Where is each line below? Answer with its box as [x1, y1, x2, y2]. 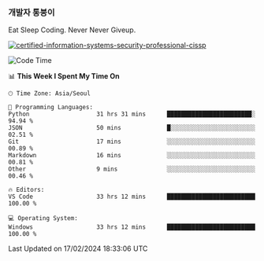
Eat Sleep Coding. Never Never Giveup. [8, 25, 136, 35]
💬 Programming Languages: [8, 104, 93, 112]
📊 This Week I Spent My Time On [8, 72, 120, 81]
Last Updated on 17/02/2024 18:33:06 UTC [8, 244, 148, 253]
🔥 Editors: [8, 186, 45, 194]
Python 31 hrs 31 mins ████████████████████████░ [8, 110, 256, 119]
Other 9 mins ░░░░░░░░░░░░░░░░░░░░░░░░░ [8, 165, 256, 174]
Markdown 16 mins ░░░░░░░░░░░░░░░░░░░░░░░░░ [8, 152, 256, 160]
